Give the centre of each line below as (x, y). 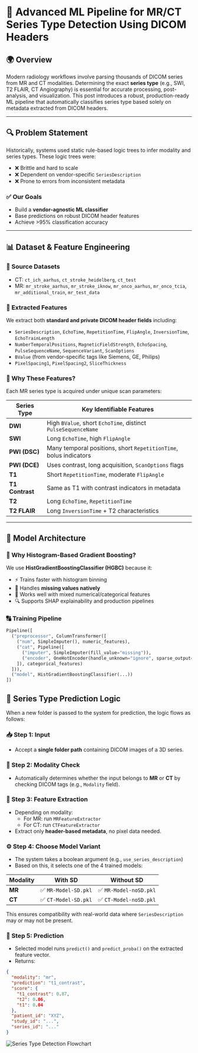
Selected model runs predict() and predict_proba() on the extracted (99, 949)
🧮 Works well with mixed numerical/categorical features (82, 594)
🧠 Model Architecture (46, 538)
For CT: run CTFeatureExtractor (62, 825)
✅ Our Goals (24, 197)
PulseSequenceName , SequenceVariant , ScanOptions (74, 351)
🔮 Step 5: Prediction (35, 936)
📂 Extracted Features (37, 308)
